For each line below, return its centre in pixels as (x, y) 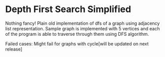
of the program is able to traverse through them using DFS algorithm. (77, 34)
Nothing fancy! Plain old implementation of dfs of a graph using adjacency (82, 23)
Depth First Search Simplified (68, 9)
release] (14, 49)
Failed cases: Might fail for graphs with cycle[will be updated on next (77, 43)
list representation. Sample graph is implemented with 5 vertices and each (83, 28)
